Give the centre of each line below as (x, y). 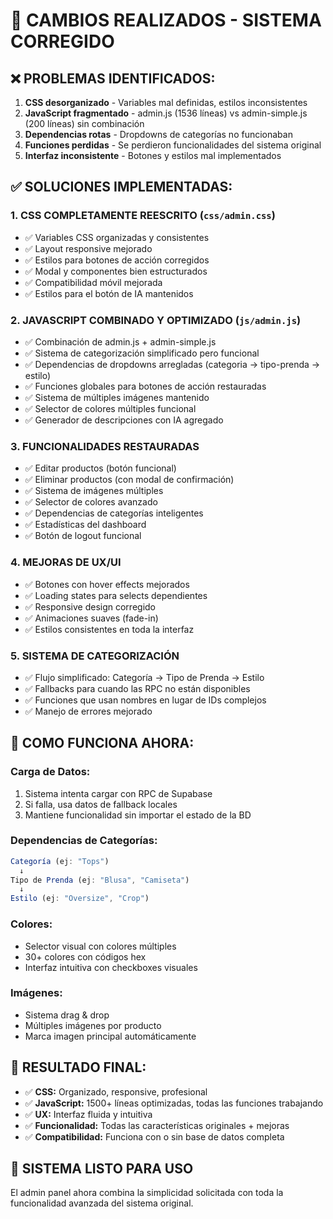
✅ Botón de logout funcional (83, 536)
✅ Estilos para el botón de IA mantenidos (109, 293)
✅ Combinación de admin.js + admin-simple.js (120, 341)
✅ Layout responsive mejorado (88, 248)
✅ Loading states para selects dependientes (116, 595)
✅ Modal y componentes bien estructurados (116, 271)
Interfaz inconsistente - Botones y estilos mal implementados (153, 155)
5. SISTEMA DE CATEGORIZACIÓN (95, 656)
